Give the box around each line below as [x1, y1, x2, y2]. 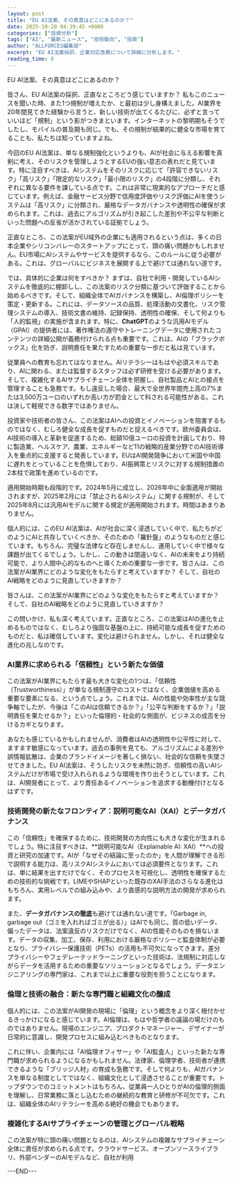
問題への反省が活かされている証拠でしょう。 [25, 218, 153, 226]
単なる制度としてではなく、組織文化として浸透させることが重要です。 [19, 1073, 219, 1082]
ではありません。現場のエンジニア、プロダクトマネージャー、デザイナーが [12, 1024, 225, 1032]
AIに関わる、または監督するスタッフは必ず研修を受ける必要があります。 [19, 367, 225, 375]
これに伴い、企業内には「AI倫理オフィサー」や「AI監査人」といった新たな [7, 1047, 220, 1056]
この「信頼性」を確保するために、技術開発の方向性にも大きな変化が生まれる [7, 834, 226, 842]
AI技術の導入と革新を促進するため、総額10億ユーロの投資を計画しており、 [7, 433, 220, 442]
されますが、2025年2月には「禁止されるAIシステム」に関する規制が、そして [7, 492, 225, 500]
